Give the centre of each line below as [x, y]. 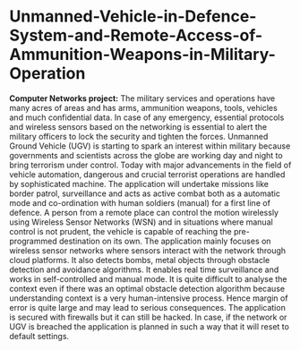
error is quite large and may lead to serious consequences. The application [148, 307]
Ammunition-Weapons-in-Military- [142, 55]
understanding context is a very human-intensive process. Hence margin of [149, 298]
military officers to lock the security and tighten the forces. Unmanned [139, 136]
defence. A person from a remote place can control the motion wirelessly [144, 212]
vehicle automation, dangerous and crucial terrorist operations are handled [147, 174]
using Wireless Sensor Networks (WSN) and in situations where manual [141, 222]
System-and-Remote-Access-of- [136, 35]
